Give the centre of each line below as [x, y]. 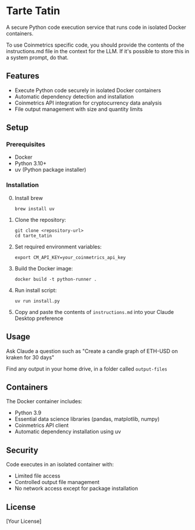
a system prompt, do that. [37, 57]
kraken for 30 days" [30, 357]
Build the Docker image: [44, 268]
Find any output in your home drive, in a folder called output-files [87, 369]
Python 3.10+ [31, 163]
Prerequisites [26, 145]
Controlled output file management [57, 482]
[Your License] [24, 521]
